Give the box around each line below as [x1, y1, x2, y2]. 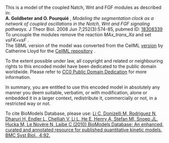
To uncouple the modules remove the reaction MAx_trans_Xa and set [5, 32, 152, 37]
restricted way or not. [5, 100, 51, 107]
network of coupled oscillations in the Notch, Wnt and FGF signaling [5, 21, 150, 27]
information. [5, 74, 31, 80]
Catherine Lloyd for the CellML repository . [5, 48, 96, 54]
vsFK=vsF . [5, 37, 29, 43]
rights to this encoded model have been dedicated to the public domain [5, 64, 157, 69]
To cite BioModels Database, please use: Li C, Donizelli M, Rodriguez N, [5, 110, 157, 116]
